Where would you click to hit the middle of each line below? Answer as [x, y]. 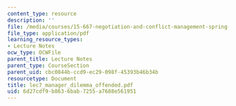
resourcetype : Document [42, 78]
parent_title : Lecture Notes [50, 59]
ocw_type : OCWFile [34, 53]
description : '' [31, 20]
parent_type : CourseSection [48, 66]
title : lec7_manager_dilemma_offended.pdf [70, 85]
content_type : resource [42, 14]
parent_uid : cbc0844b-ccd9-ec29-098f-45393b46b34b [83, 72]
